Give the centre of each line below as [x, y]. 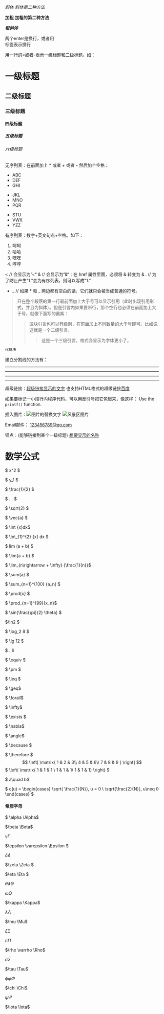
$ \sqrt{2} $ [17, 508]
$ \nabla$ [15, 726]
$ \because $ [19, 745]
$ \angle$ [15, 736]
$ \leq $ [13, 679]
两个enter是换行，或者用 [30, 38]
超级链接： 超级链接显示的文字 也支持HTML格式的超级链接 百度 [67, 388]
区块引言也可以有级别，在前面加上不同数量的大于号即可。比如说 [93, 324]
